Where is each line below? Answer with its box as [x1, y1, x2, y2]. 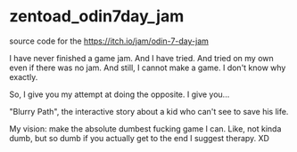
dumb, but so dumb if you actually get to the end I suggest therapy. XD [9, 132, 270, 143]
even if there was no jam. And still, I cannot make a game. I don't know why [9, 62, 286, 73]
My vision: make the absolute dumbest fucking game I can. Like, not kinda [9, 123, 282, 134]
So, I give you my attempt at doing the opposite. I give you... [9, 89, 230, 100]
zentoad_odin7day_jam [9, 6, 185, 27]
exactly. [9, 71, 38, 82]
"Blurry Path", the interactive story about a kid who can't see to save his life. [9, 106, 289, 116]
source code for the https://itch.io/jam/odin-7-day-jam [9, 36, 210, 46]
